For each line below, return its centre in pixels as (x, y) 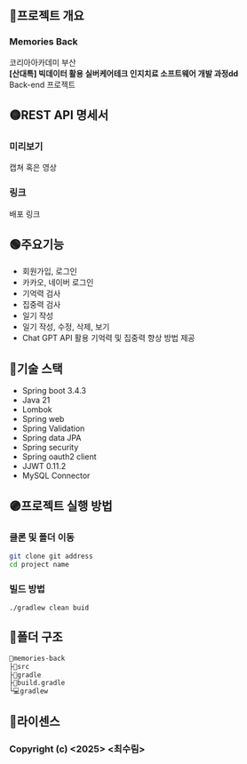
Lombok (37, 410)
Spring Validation (53, 428)
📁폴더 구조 (36, 637)
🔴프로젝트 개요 (47, 16)
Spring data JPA (52, 438)
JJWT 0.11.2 (44, 466)
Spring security (50, 448)
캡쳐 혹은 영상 (33, 168)
